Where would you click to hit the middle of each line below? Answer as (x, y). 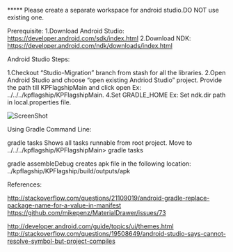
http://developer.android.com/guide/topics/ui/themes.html (90, 226)
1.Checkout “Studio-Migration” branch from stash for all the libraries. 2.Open (116, 73)
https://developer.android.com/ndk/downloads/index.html (90, 46)
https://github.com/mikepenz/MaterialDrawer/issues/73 (87, 213)
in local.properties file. (39, 102)
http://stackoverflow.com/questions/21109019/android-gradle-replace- (109, 198)
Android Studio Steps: (39, 59)
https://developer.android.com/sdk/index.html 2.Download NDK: (99, 38)
